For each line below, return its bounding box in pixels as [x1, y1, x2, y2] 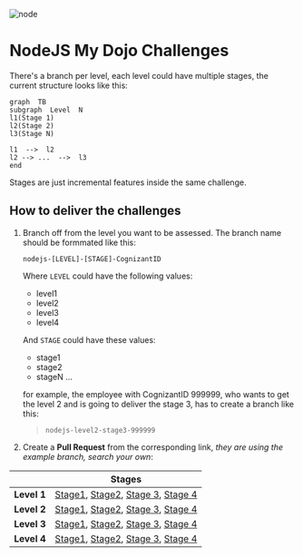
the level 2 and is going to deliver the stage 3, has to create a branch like [22, 398, 295, 409]
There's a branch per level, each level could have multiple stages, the [9, 70, 269, 81]
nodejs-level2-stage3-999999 [44, 425, 156, 435]
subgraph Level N [9, 105, 83, 114]
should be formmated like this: [22, 237, 136, 248]
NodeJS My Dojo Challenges [9, 41, 230, 61]
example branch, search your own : [22, 451, 154, 462]
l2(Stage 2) [9, 121, 54, 131]
